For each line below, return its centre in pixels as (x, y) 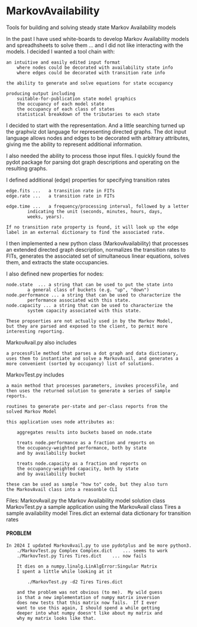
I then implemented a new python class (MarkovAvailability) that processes (97, 243)
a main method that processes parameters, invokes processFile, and (92, 385)
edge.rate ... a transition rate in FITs (61, 196)
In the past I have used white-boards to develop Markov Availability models (98, 39)
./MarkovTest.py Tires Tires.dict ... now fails (82, 556)
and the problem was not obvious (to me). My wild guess (90, 593)
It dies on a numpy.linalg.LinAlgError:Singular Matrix (87, 566)
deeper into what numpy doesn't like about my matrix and (90, 613)
